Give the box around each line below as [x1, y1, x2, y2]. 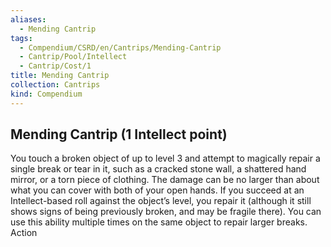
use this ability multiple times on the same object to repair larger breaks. [10, 216, 308, 228]
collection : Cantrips [10, 80, 101, 90]
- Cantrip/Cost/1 [19, 61, 92, 71]
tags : [10, 33, 33, 43]
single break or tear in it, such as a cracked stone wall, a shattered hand [10, 163, 307, 175]
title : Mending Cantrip [10, 71, 110, 81]
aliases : [10, 14, 47, 25]
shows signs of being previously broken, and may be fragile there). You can [10, 206, 322, 218]
